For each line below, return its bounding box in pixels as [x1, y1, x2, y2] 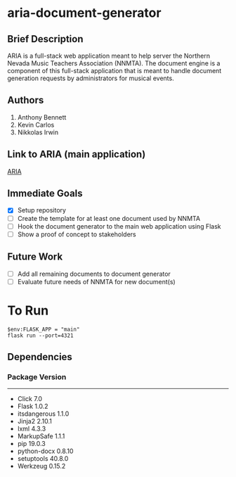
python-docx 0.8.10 [17, 447, 74, 455]
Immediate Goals [7, 188, 83, 200]
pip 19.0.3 [17, 440, 46, 448]
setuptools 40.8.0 [17, 454, 69, 463]
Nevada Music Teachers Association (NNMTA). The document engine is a [7, 59, 221, 68]
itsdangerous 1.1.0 [17, 409, 70, 418]
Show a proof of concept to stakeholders [17, 230, 136, 238]
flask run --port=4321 [7, 332, 74, 339]
